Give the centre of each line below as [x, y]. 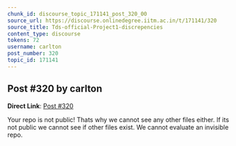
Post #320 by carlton [55, 89]
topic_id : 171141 [33, 60]
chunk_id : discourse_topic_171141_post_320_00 [77, 14]
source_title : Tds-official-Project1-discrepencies [85, 27]
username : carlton [34, 47]
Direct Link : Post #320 [40, 106]
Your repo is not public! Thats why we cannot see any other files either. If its [118, 119]
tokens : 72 [23, 40]
